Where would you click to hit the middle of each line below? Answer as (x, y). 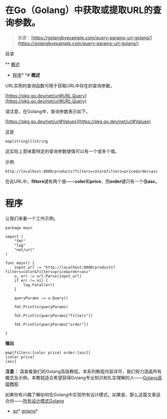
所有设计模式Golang (43, 401)
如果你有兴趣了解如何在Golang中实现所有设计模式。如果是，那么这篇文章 (81, 394)
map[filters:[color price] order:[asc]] (48, 353)
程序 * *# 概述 (26, 75)
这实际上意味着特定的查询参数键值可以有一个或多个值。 (62, 151)
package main (19, 228)
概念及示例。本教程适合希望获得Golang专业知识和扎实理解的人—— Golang (81, 377)
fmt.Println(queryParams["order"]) (51, 324)
